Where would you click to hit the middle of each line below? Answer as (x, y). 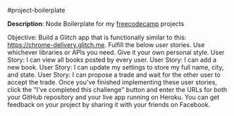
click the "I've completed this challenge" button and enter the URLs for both (117, 90)
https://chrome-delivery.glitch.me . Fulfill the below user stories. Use (106, 45)
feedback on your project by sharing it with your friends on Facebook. (109, 104)
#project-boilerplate (36, 10)
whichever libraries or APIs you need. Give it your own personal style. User (116, 52)
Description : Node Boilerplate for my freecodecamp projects (96, 24)
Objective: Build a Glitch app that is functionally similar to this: (97, 37)
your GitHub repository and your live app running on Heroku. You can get (113, 97)
